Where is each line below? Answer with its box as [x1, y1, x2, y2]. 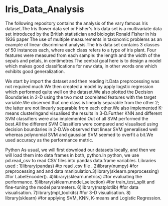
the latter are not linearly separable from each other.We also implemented [5, 105, 157, 111]
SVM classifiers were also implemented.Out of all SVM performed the [5, 115, 149, 121]
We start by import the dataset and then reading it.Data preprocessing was [5, 78, 159, 84]
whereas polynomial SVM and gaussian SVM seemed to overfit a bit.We [5, 131, 153, 138]
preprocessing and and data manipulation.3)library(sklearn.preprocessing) [5, 168, 159, 174]
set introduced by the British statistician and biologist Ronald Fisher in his [5, 31, 156, 37]
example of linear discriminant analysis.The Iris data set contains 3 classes [5, 41, 159, 47]
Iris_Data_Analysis [5, 4, 84, 15]
